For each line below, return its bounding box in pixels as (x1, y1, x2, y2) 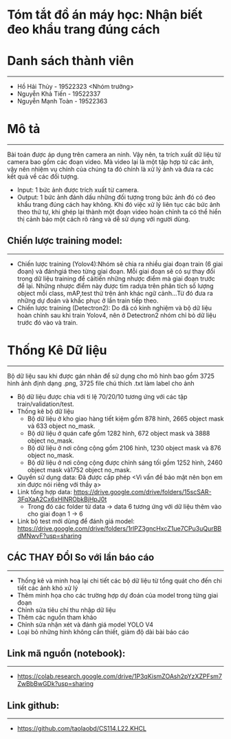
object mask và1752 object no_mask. (27, 465, 132, 474)
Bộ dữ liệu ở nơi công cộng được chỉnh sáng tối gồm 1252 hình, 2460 (27, 458, 223, 467)
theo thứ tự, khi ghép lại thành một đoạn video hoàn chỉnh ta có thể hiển (16, 207, 222, 216)
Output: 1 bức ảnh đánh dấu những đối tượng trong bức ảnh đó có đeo (16, 193, 216, 201)
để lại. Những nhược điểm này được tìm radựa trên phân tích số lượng (16, 281, 214, 290)
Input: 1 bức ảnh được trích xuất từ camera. (16, 186, 140, 194)
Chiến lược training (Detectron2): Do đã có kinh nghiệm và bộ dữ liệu (16, 303, 212, 312)
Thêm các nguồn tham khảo (16, 613, 98, 621)
